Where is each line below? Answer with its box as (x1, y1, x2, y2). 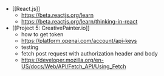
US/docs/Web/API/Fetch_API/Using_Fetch (21, 63, 126, 70)
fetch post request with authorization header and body (21, 50, 158, 57)
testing (21, 43, 39, 51)
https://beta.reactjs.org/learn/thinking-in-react (21, 18, 138, 25)
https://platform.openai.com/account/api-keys (21, 37, 137, 44)
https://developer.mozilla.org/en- (21, 57, 104, 63)
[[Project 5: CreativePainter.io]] (12, 24, 90, 31)
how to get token (21, 31, 64, 38)
